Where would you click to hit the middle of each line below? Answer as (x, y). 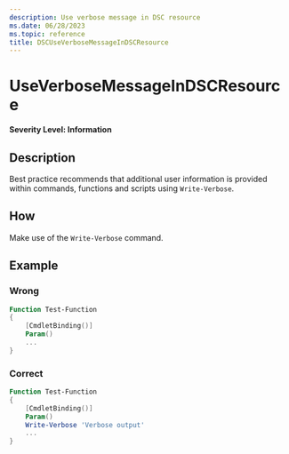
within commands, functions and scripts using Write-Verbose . (122, 188)
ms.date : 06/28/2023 (48, 26)
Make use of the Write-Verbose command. (86, 237)
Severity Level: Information (61, 130)
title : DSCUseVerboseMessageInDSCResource (89, 42)
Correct (26, 373)
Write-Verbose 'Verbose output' (85, 425)
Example (34, 266)
